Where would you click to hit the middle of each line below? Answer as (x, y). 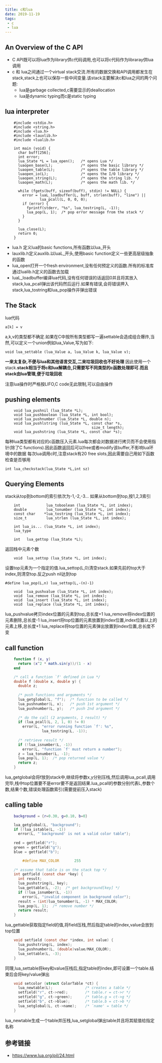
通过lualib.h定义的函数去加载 (40, 271)
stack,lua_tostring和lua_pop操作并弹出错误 (54, 290)
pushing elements (33, 399)
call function (24, 648)
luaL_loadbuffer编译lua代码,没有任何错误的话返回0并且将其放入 (75, 278)
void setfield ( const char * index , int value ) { (64, 940)
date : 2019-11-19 (22, 14)
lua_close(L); (32, 229)
